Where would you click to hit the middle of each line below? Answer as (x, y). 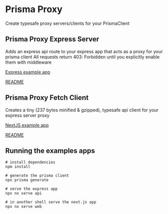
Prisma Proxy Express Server (52, 39)
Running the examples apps (50, 151)
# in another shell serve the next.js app (51, 202)
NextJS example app (27, 125)
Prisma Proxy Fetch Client (47, 98)
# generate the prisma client (37, 176)
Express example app (28, 72)
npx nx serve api (24, 193)
